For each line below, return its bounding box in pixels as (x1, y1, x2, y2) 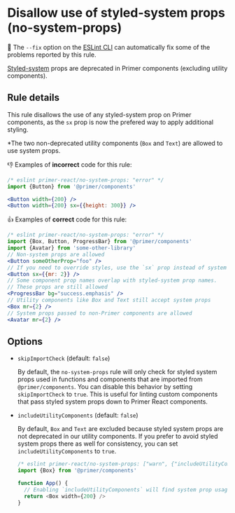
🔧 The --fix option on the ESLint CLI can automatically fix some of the (7, 43, 211, 51)
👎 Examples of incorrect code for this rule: (7, 160, 132, 169)
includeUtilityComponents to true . (17, 447, 117, 456)
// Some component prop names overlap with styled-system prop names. (7, 277, 218, 285)
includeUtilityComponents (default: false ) (17, 411, 138, 420)
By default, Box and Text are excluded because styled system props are (17, 425, 224, 433)
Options (7, 335, 43, 348)
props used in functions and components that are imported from (17, 375, 203, 383)
